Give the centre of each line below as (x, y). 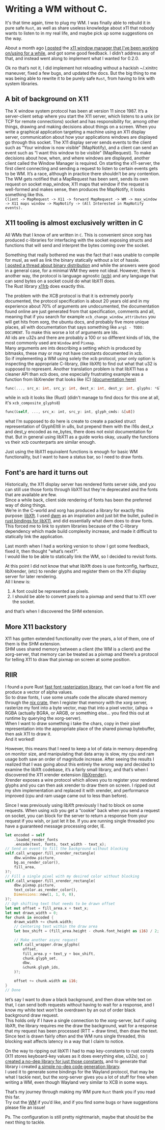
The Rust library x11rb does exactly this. (45, 286)
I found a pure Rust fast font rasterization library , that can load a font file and (82, 687)
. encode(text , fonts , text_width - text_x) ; (60, 844)
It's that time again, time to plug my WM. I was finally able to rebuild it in (78, 23)
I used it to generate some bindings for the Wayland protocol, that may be (80, 1071)
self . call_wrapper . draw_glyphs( (47, 945)
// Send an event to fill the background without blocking (67, 849)
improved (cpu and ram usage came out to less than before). (67, 795)
